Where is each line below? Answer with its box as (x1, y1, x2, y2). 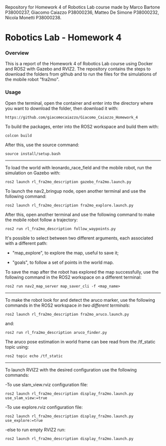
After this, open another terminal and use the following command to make (5, 211, 155, 217)
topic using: (5, 344, 29, 350)
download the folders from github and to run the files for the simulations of (5, 71, 157, 77)
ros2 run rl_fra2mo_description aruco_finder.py (5, 330, 107, 335)
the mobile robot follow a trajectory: (5, 217, 78, 223)
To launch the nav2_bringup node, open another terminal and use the (5, 188, 146, 194)
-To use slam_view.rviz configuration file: (5, 381, 88, 387)
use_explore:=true (5, 418, 43, 423)
